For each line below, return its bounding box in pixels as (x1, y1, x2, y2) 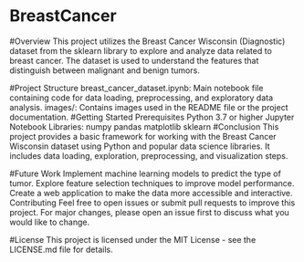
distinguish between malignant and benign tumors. (9, 65, 201, 76)
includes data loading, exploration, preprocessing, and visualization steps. (9, 150, 288, 161)
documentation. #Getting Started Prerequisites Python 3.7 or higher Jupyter (9, 111, 295, 122)
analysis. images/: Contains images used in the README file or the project (9, 101, 288, 112)
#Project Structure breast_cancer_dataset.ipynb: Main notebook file (9, 82, 264, 93)
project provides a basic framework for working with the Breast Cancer (9, 131, 277, 141)
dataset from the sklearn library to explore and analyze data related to (9, 45, 272, 56)
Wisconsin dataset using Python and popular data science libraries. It (9, 141, 271, 152)
